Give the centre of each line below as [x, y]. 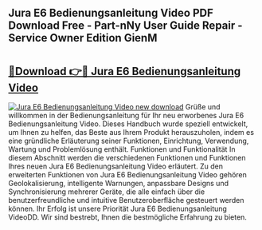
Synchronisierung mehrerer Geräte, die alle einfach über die [107, 192]
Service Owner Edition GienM [83, 38]
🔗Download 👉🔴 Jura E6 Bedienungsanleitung [125, 71]
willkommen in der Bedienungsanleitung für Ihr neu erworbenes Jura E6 [126, 115]
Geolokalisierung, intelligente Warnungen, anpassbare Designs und [119, 183]
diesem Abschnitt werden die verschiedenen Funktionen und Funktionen [127, 158]
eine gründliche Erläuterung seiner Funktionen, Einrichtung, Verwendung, [129, 141]
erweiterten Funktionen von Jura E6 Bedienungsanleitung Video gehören [127, 174]
